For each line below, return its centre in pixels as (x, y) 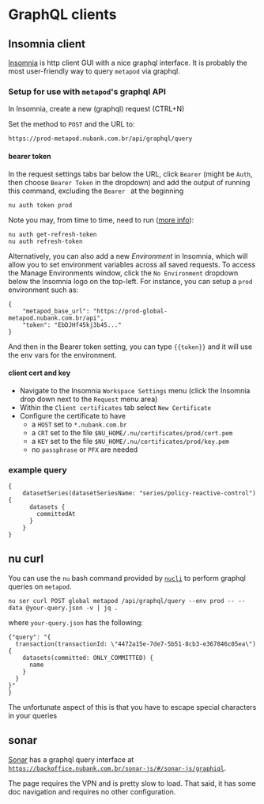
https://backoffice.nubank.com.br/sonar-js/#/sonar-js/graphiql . (117, 768)
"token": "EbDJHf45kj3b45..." (72, 325)
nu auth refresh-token (45, 241)
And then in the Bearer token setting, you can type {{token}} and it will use (130, 347)
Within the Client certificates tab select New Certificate (115, 407)
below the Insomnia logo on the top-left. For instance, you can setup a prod (130, 281)
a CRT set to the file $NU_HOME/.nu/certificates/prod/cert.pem (132, 432)
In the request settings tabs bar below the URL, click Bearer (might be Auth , (130, 174)
